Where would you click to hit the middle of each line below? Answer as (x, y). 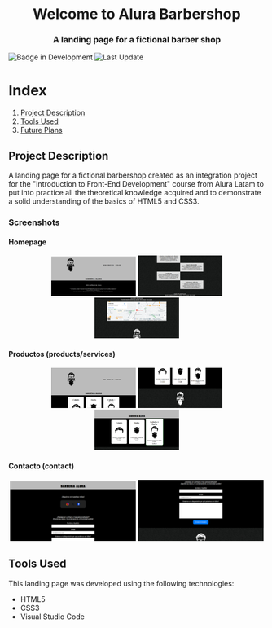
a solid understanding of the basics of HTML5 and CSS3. (104, 201)
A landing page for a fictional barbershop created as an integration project (133, 175)
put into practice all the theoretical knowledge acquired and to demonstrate (135, 193)
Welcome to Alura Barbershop (137, 14)
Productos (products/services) (62, 354)
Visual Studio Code (53, 617)
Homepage (28, 242)
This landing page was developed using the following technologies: (121, 583)
